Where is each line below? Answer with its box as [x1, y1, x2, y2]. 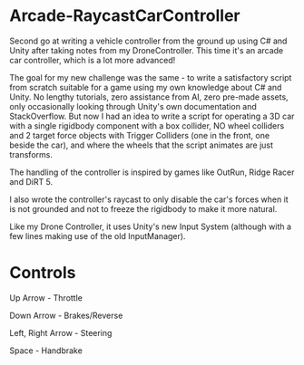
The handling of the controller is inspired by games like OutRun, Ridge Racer [9, 167, 295, 178]
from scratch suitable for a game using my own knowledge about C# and [9, 82, 282, 92]
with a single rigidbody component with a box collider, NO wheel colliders [9, 120, 285, 131]
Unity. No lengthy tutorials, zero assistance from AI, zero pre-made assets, [9, 91, 289, 102]
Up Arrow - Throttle [9, 292, 83, 303]
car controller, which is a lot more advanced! [9, 54, 176, 65]
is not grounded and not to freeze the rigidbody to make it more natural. [9, 203, 278, 214]
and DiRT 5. [9, 176, 54, 187]
